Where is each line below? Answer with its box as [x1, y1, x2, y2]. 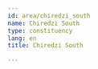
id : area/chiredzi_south [7, 11, 91, 20]
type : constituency [7, 26, 73, 34]
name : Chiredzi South [7, 19, 80, 27]
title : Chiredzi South [7, 42, 84, 50]
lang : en [7, 34, 37, 43]
